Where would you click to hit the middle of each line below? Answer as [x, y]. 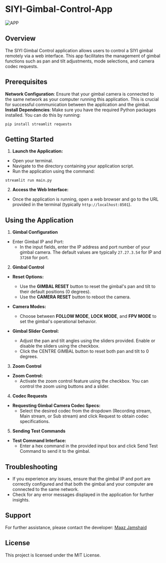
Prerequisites [26, 82]
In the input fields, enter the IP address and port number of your [85, 247]
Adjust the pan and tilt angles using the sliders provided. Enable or [87, 341]
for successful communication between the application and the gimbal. [78, 104]
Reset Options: [28, 277]
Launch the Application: [38, 151]
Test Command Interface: [39, 441]
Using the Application [39, 220]
